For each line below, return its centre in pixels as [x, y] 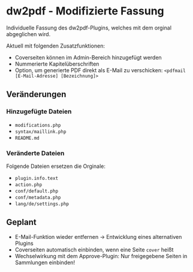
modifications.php [38, 125]
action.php [28, 185]
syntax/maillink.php [40, 131]
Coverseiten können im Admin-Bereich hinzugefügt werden [88, 57]
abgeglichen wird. [28, 34]
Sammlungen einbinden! [45, 262]
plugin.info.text [37, 178]
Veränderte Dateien [35, 153]
